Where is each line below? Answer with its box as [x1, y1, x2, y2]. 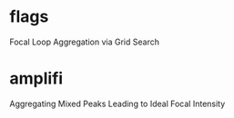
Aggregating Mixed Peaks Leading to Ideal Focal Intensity [9, 98, 226, 109]
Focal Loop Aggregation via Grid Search [9, 36, 159, 47]
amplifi [9, 68, 64, 89]
